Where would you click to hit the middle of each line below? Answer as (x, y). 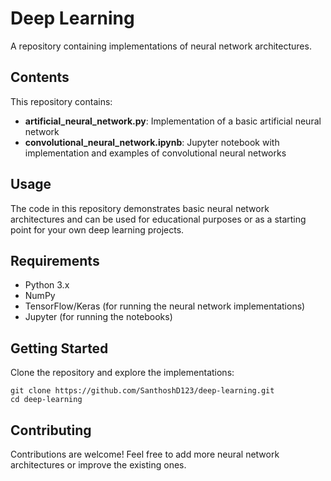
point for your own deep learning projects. (97, 229)
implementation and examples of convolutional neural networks (155, 153)
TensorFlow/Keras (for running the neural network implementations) (165, 306)
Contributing (51, 430)
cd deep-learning (46, 400)
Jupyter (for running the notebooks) (98, 317)
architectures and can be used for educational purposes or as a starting (158, 219)
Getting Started (59, 348)
